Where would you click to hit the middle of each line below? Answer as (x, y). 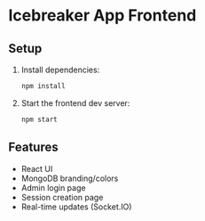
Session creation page (62, 197)
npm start (39, 119)
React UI (37, 168)
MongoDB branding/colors (70, 178)
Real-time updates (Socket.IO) (76, 207)
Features (33, 147)
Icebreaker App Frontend (102, 16)
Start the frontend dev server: (75, 102)
